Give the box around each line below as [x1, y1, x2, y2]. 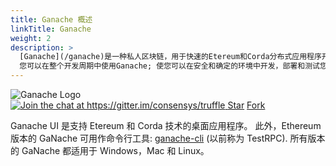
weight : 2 [10, 33, 52, 43]
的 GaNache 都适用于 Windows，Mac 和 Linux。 [10, 145, 210, 156]
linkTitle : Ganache [10, 24, 92, 34]
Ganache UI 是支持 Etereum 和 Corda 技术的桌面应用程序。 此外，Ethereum [10, 120, 322, 131]
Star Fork [227, 99, 266, 111]
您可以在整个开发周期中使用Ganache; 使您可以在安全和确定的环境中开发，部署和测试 [19, 61, 320, 71]
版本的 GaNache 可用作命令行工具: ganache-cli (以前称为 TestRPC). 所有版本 [10, 132, 326, 144]
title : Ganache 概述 [10, 14, 93, 25]
